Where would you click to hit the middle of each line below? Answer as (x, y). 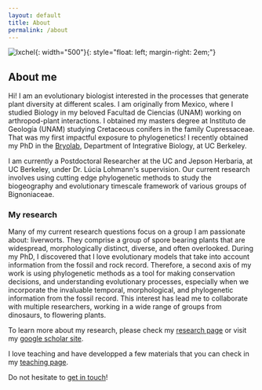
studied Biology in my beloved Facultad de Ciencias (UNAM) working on (125, 113)
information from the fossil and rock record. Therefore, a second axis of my (130, 265)
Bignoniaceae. (31, 195)
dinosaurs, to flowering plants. (57, 315)
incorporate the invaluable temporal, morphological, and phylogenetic (121, 290)
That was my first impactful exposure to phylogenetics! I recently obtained (128, 137)
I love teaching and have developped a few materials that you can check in (129, 354)
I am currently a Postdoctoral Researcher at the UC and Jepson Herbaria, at (131, 161)
